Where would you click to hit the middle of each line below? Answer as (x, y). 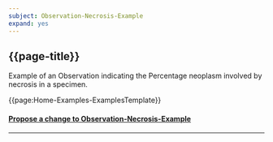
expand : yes (28, 24)
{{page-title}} (44, 56)
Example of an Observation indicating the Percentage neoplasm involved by (135, 76)
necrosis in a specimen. (48, 84)
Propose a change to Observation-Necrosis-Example (100, 118)
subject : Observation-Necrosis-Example (76, 16)
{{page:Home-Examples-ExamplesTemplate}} (85, 100)
